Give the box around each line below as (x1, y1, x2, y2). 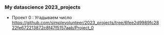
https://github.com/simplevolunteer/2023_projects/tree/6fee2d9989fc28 (11, 20, 159, 25)
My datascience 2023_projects (4, 4, 81, 11)
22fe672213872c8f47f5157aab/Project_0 (11, 25, 94, 31)
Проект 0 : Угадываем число (11, 15, 72, 21)
